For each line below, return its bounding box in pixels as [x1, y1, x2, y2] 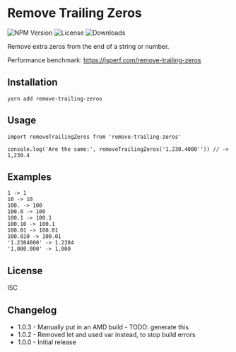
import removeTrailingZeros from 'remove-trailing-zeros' [7, 133, 182, 140]
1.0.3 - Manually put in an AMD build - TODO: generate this [17, 323, 189, 331]
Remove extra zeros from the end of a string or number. [7, 42, 170, 50]
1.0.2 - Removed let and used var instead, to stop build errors [17, 331, 196, 339]
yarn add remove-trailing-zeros [7, 95, 102, 102]
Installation [7, 76, 58, 89]
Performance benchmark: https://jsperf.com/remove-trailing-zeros [7, 55, 201, 64]
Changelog [7, 304, 57, 316]
